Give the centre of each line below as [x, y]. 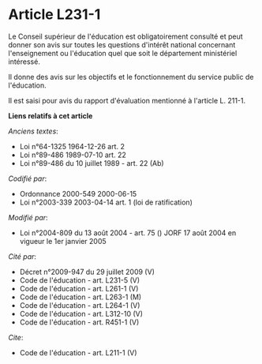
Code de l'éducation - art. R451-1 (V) [79, 322]
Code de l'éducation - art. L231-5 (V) [80, 280]
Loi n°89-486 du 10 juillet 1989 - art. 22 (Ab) [92, 163]
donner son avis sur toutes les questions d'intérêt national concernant [122, 44]
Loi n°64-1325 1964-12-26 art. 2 [72, 146]
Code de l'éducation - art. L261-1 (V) [79, 288]
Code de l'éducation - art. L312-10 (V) [81, 313]
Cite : [16, 337]
